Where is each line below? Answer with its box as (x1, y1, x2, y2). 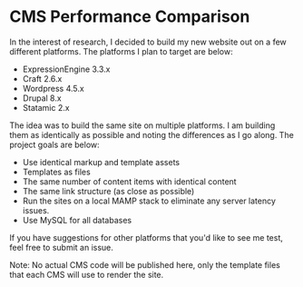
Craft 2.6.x (22, 73, 63, 84)
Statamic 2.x (22, 102, 70, 113)
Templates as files (22, 166, 91, 177)
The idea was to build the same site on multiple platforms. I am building (9, 120, 276, 131)
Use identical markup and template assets (22, 156, 180, 167)
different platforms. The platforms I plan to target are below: (9, 45, 233, 56)
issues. (22, 204, 50, 215)
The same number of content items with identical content (22, 175, 238, 187)
